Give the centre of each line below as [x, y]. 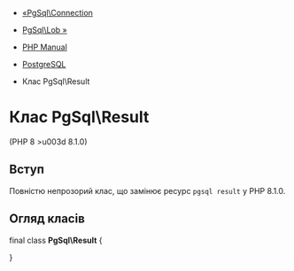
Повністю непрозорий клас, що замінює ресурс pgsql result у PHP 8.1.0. [147, 190]
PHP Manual [45, 47]
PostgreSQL [44, 64]
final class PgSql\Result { [56, 240]
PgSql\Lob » [45, 30]
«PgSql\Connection [57, 13]
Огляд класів [47, 219]
